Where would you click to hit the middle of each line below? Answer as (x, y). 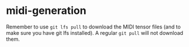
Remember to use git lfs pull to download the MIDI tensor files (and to (93, 27)
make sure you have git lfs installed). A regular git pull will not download (95, 32)
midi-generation (46, 11)
